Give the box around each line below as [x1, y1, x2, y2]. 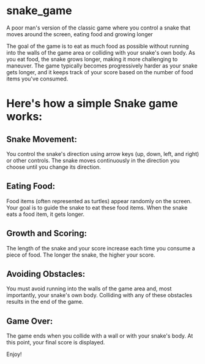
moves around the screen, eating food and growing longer [6, 30, 153, 37]
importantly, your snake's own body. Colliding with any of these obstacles [6, 292, 193, 299]
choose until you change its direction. [6, 163, 101, 171]
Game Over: [6, 316, 53, 326]
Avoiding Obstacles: [6, 268, 86, 279]
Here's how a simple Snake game [6, 96, 179, 110]
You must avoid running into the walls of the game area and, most [6, 285, 172, 292]
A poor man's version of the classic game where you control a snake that [6, 24, 191, 31]
